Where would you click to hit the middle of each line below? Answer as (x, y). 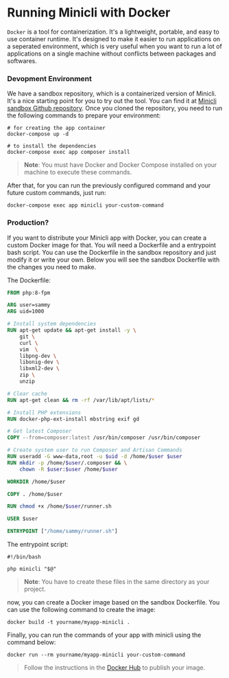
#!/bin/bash (24, 557)
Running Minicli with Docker (89, 13)
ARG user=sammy (29, 305)
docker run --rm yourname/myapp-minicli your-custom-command (96, 655)
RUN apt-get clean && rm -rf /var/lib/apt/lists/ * (81, 400)
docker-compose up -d (38, 134)
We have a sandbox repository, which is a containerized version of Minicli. (112, 93)
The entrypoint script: (38, 545)
